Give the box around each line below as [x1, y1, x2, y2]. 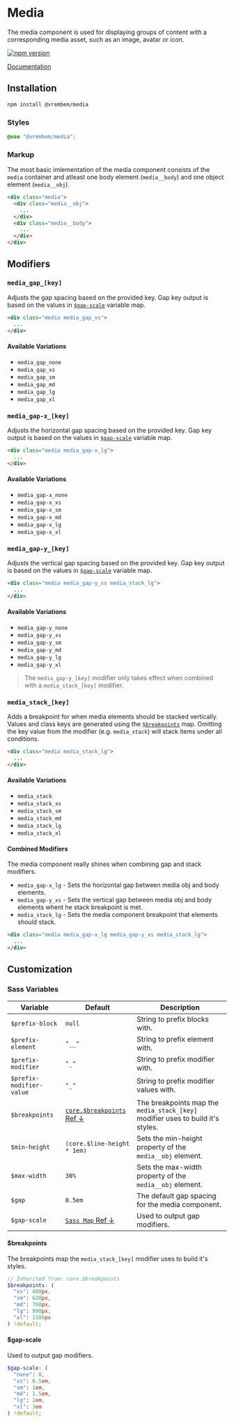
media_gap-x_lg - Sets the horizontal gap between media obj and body [17, 881, 219, 889]
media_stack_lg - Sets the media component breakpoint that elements [17, 911, 218, 919]
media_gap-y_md [17, 646, 62, 654]
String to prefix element [136, 1034, 214, 1044]
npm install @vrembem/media [7, 101, 89, 108]
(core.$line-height [65, 1140, 130, 1147]
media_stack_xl [17, 830, 62, 837]
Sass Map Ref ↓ [65, 1215, 115, 1225]
